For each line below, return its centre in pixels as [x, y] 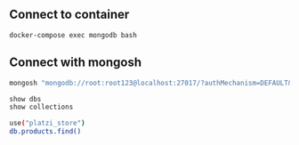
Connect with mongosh [76, 63]
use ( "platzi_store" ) [48, 124]
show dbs [25, 99]
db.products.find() [45, 132]
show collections [41, 107]
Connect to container [69, 15]
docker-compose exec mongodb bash [73, 35]
